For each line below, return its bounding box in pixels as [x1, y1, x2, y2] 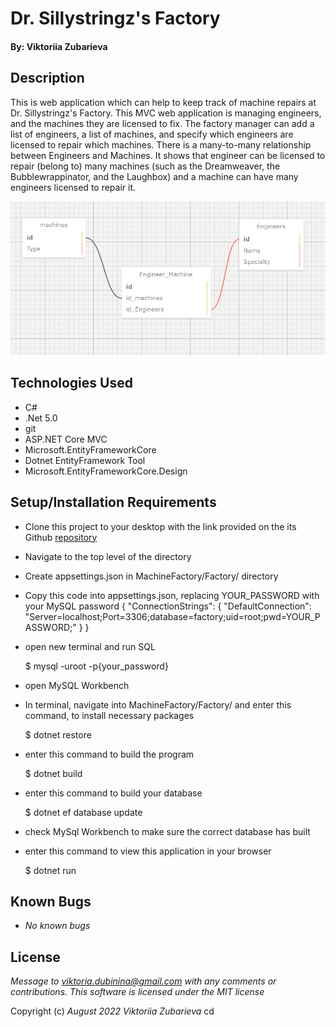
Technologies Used [10, 375, 133, 392]
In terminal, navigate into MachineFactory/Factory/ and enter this [24, 698, 292, 711]
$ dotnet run [24, 864, 77, 876]
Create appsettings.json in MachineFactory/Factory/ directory [24, 570, 279, 582]
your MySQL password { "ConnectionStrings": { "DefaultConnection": [24, 600, 312, 612]
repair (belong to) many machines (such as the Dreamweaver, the [10, 160, 281, 172]
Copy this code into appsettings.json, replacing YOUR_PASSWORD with [24, 589, 320, 601]
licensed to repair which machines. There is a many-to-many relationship [10, 138, 312, 151]
